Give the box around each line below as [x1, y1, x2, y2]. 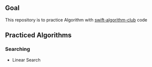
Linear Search [12, 57, 41, 63]
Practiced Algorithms [5, 31, 72, 40]
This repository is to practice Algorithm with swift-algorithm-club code [5, 17, 148, 22]
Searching [5, 46, 30, 53]
